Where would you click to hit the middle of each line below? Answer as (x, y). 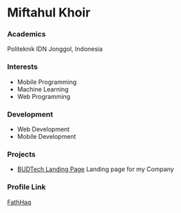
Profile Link (26, 187)
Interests (22, 67)
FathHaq (19, 202)
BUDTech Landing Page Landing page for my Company (95, 169)
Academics (26, 34)
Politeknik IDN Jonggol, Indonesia (55, 49)
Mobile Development (46, 137)
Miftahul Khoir (49, 13)
